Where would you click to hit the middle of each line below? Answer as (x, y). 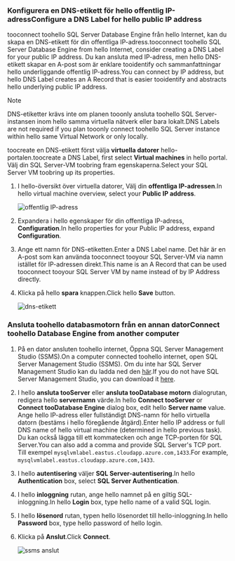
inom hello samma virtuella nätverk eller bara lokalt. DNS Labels (128, 122)
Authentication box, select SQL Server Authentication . (98, 481)
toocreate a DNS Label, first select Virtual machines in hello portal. (130, 157)
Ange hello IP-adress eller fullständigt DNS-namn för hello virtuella (114, 415)
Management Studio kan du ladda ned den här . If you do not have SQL (118, 371)
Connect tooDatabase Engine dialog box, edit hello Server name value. (121, 407)
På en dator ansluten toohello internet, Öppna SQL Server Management (120, 349)
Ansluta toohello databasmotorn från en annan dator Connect (114, 325)
